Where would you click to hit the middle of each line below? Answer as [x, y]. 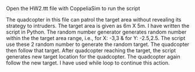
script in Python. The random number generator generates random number [96, 32]
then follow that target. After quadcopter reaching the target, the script [91, 51]
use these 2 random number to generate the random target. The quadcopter [98, 44]
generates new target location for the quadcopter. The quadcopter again [93, 57]
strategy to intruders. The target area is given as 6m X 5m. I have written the [98, 26]
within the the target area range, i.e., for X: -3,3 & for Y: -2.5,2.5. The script [96, 38]
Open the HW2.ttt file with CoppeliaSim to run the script [73, 8]
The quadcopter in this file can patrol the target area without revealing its [94, 19]
